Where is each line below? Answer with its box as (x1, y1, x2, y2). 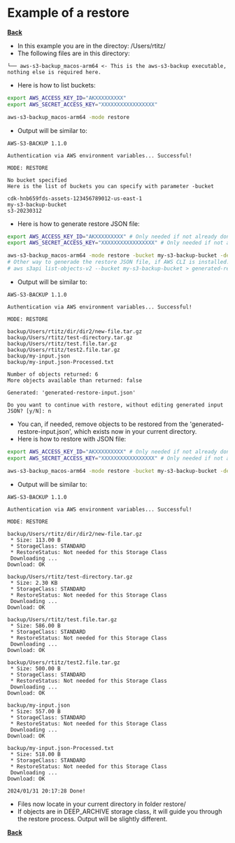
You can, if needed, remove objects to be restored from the (17, 420, 189, 428)
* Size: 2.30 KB (10, 579, 58, 586)
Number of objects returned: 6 (7, 371, 99, 378)
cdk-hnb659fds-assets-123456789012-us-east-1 (7, 194, 142, 202)
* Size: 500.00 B (10, 665, 61, 672)
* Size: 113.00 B (10, 537, 61, 544)
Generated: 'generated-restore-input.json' (7, 389, 136, 396)
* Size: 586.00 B (10, 622, 61, 629)
